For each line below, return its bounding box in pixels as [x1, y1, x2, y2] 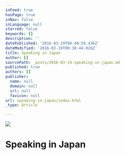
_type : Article [5, 103, 38, 108]
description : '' [5, 36, 40, 41]
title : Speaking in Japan [5, 50, 60, 55]
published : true [5, 64, 40, 70]
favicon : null [10, 93, 40, 98]
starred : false [5, 27, 38, 32]
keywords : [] [5, 31, 33, 36]
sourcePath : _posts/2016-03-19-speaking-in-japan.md [5, 60, 120, 65]
